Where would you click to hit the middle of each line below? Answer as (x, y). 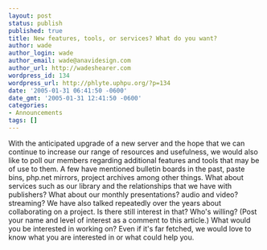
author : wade (30, 46)
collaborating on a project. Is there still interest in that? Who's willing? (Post (133, 211)
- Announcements (35, 113)
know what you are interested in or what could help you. (101, 237)
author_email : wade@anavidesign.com (70, 61)
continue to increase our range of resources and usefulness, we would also (133, 152)
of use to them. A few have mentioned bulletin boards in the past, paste (127, 169)
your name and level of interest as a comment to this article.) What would (129, 220)
